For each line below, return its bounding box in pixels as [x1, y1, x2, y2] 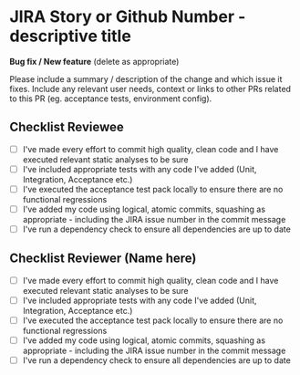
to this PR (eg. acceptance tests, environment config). [9, 93, 212, 104]
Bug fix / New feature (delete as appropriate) [9, 56, 180, 67]
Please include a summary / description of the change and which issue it [9, 73, 283, 84]
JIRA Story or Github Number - [9, 6, 246, 27]
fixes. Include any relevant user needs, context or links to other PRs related [9, 83, 292, 94]
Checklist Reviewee [9, 120, 125, 135]
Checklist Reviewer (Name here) [9, 251, 197, 266]
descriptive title [9, 26, 132, 47]
